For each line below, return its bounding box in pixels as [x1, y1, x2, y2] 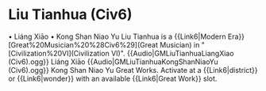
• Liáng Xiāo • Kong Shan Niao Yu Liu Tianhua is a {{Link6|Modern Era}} [8, 32, 245, 41]
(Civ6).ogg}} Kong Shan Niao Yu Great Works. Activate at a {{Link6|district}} [8, 65, 258, 74]
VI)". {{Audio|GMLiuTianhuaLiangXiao [110, 48, 234, 58]
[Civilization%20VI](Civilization [8, 48, 110, 58]
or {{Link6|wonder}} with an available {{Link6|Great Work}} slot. [8, 74, 218, 83]
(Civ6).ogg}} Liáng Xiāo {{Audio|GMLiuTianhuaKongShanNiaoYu [8, 57, 218, 66]
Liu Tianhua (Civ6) [8, 6, 133, 24]
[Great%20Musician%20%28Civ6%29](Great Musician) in [8, 40, 200, 49]
